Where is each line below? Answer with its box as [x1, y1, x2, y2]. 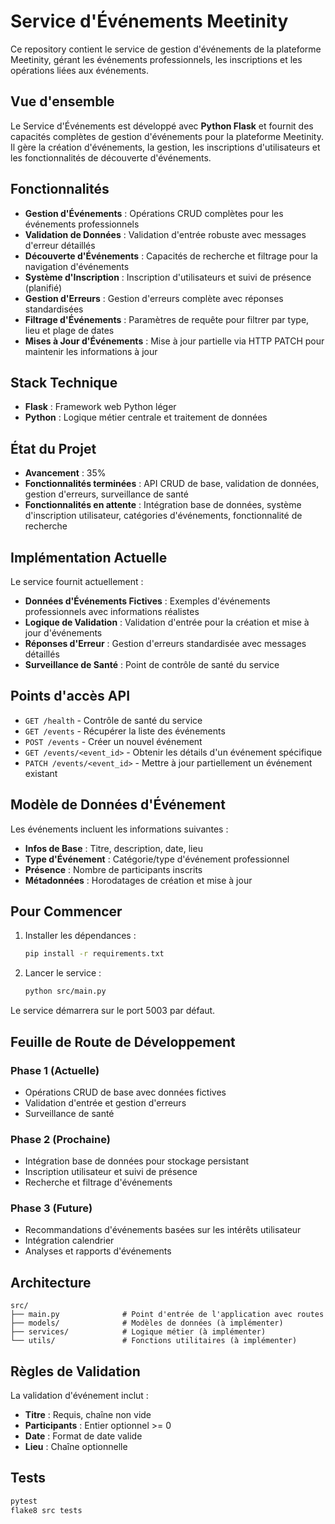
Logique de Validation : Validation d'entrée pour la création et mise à [24, 616, 310, 628]
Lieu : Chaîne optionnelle [24, 1441, 128, 1453]
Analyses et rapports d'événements [24, 1245, 172, 1257]
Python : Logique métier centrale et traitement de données [24, 411, 268, 424]
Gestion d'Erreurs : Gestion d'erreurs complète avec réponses [24, 292, 284, 304]
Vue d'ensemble [10, 93, 115, 110]
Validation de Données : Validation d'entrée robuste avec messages [24, 228, 307, 240]
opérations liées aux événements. [10, 64, 150, 76]
